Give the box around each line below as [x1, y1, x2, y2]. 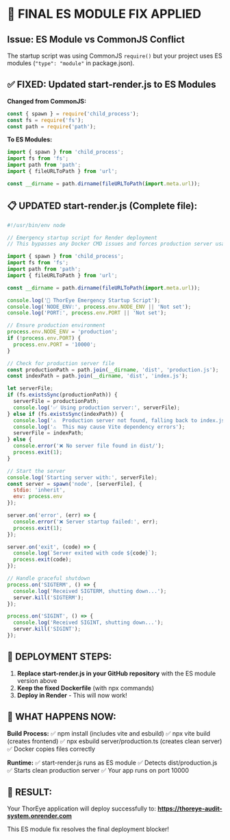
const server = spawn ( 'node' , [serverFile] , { [7, 480, 142, 487]
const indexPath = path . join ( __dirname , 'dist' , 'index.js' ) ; [7, 373, 188, 380]
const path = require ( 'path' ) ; [7, 123, 97, 130]
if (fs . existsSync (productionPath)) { [7, 391, 118, 399]
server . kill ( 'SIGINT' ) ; [13, 626, 81, 633]
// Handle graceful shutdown [7, 575, 90, 582]
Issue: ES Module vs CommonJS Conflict [7, 34, 185, 45]
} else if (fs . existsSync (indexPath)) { [7, 410, 125, 417]
